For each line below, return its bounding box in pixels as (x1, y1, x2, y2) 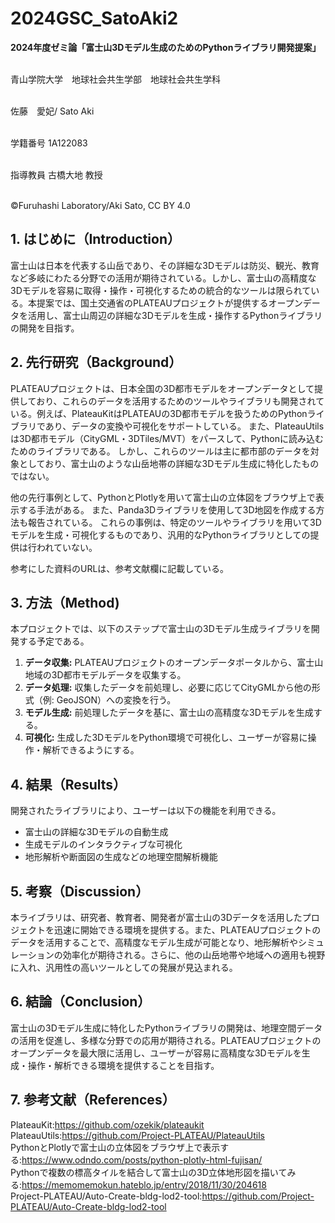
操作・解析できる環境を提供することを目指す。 (27, 1059, 220, 1071)
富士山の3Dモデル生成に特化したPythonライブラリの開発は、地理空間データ (10, 1022, 323, 1034)
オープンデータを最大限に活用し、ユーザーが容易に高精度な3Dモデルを (10, 1047, 302, 1059)
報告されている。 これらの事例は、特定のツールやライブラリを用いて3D (27, 516, 322, 528)
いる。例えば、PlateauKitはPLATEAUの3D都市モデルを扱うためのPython (10, 407, 308, 419)
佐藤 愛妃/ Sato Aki (10, 105, 95, 117)
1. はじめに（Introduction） (10, 231, 181, 248)
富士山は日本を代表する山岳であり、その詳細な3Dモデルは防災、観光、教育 (10, 259, 320, 271)
